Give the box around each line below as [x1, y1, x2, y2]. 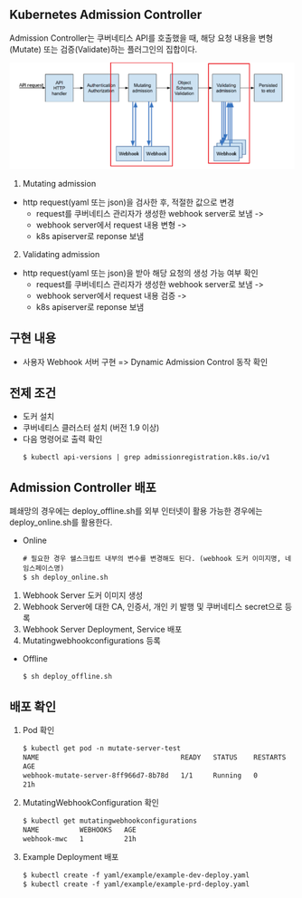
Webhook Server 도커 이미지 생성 [22, 590, 143, 601]
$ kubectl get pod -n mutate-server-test [22, 743, 181, 753]
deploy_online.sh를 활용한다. [9, 517, 113, 528]
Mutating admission [22, 178, 97, 188]
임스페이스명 [22, 564, 61, 574]
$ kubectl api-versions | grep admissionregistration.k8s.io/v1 [22, 453, 270, 462]
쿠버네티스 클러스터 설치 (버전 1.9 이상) [22, 422, 160, 433]
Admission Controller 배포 [9, 479, 156, 495]
